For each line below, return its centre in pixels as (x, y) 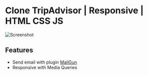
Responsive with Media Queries (45, 67)
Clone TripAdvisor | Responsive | (74, 11)
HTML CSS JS (34, 21)
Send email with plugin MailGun (45, 62)
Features (19, 50)
